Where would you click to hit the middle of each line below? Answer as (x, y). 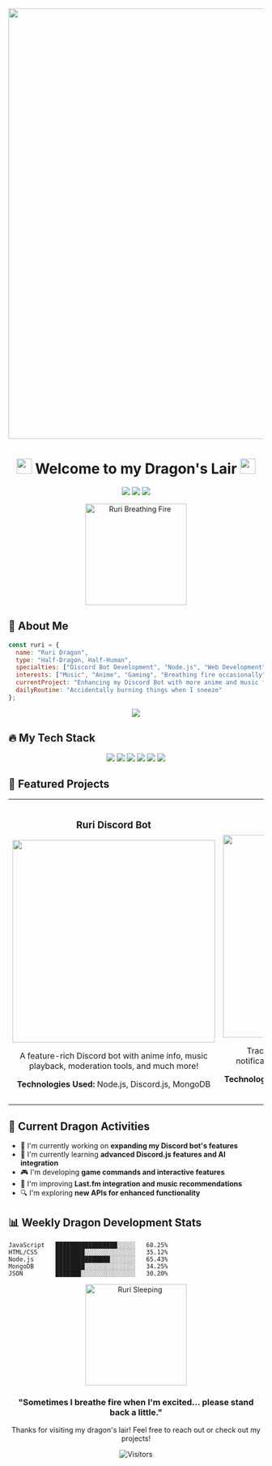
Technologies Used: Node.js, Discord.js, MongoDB (114, 1084)
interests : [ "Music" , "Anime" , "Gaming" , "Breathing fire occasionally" (141, 675)
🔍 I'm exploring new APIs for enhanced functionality (110, 1193)
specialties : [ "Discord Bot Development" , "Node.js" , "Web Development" (141, 668)
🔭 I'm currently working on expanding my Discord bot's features (129, 1146)
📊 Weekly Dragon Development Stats (105, 1222)
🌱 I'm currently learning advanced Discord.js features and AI (123, 1155)
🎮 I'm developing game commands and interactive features (122, 1172)
